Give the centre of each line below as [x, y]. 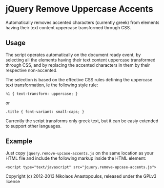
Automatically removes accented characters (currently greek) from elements [82, 22]
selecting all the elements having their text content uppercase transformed [81, 60]
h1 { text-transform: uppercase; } [42, 94]
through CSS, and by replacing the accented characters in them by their [78, 65]
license [13, 181]
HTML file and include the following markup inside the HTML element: [76, 158]
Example [19, 141]
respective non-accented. [31, 70]
